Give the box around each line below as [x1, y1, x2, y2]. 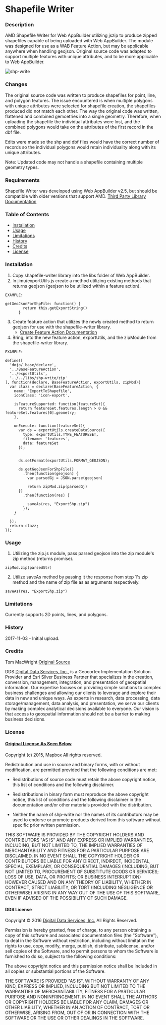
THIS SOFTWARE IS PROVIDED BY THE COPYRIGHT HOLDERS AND [5, 831, 145, 838]
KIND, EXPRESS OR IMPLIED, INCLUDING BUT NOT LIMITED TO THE [5, 983, 146, 989]
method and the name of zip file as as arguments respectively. [12, 579, 140, 585]
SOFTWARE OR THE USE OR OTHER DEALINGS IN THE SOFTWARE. [5, 1015, 144, 1021]
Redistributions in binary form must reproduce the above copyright [12, 791, 149, 797]
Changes [5, 81, 28, 88]
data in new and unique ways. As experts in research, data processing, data [5, 695, 160, 701]
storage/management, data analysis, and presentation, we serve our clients [5, 700, 160, 706]
